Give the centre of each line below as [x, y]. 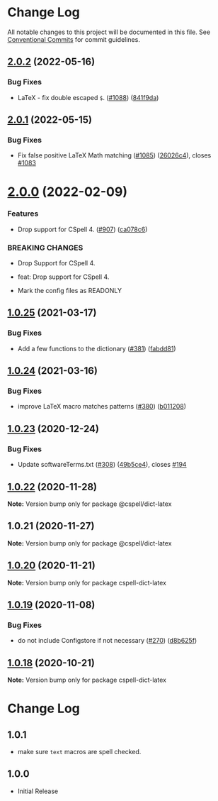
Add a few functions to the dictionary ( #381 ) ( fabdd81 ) [97, 348]
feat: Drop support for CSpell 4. [63, 277]
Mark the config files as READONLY [70, 291]
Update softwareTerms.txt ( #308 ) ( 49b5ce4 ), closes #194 [102, 465]
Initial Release [38, 791]
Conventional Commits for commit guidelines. [74, 39]
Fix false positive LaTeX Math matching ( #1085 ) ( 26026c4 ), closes [114, 155]
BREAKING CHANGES [45, 248]
